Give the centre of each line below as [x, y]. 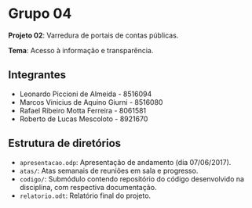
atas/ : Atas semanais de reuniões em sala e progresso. [109, 170]
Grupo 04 [40, 14]
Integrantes [37, 75]
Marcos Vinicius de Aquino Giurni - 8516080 [91, 102]
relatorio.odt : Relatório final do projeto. [85, 195]
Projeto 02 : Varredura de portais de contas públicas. [93, 35]
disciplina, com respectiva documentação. [88, 187]
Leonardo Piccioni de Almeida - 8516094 [86, 94]
